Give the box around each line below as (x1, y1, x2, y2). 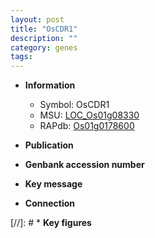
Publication (24, 139, 74, 151)
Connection (24, 197, 75, 210)
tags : (10, 52, 33, 62)
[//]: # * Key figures (10, 217, 92, 229)
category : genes (10, 42, 78, 53)
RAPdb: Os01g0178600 (39, 120, 135, 132)
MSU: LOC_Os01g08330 (39, 109, 140, 121)
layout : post (10, 14, 65, 25)
